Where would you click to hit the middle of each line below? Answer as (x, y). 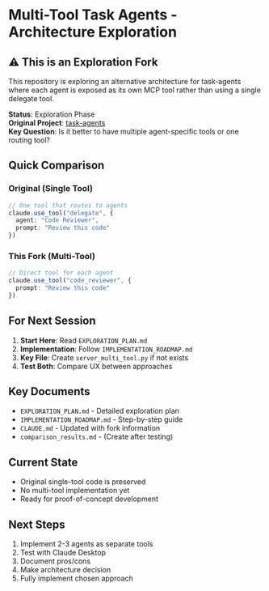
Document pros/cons (55, 561)
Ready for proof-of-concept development (89, 499)
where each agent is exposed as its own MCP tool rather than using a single (134, 90)
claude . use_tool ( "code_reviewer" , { (70, 281)
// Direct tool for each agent (61, 273)
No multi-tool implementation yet (75, 491)
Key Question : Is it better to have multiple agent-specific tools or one (124, 132)
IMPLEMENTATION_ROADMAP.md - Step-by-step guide (101, 419)
